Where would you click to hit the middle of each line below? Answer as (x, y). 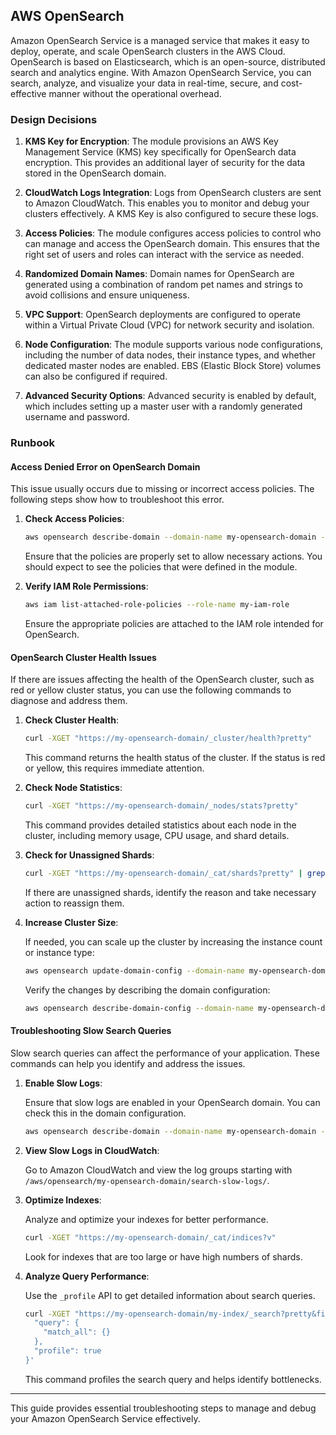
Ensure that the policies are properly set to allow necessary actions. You (173, 556)
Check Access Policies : (74, 519)
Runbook (32, 443)
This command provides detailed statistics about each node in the (160, 825)
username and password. (77, 417)
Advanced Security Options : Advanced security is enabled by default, (170, 396)
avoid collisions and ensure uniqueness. (107, 295)
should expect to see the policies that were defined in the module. (161, 567)
